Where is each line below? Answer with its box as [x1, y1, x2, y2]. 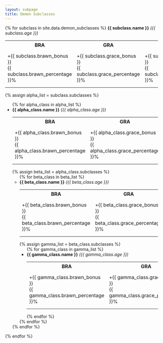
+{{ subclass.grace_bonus [77, 52, 137, 59]
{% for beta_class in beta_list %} [19, 174, 85, 180]
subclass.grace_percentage [77, 71, 140, 78]
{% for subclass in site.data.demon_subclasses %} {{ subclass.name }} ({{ [5, 25, 156, 31]
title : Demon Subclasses [5, 12, 55, 16]
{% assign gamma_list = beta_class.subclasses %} [19, 241, 121, 247]
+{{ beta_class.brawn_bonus [21, 202, 87, 208]
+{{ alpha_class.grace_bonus [90, 129, 156, 136]
